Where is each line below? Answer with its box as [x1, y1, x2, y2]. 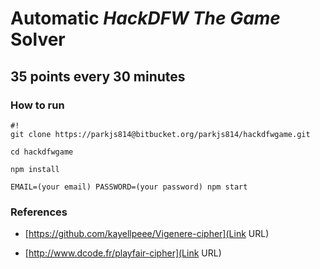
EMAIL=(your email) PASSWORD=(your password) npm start [10, 182, 248, 192]
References [10, 205, 68, 219]
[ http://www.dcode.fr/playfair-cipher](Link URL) [24, 247, 222, 259]
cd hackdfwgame [10, 147, 74, 157]
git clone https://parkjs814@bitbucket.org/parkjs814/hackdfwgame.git [10, 129, 311, 139]
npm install [10, 164, 60, 174]
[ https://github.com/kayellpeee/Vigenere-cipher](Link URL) [24, 228, 270, 240]
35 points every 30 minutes [10, 68, 186, 85]
